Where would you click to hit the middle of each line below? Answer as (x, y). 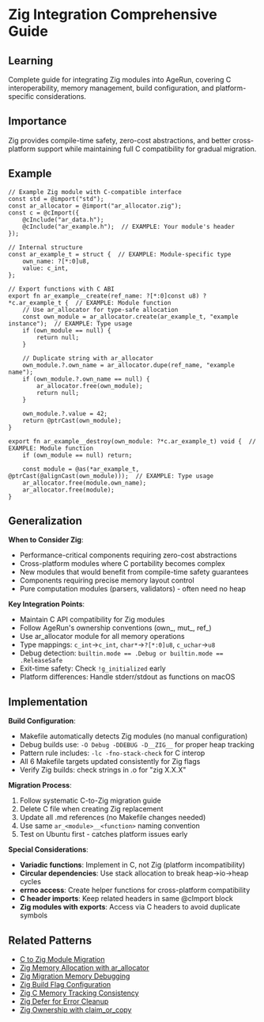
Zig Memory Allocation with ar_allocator (84, 968)
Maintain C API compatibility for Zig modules (92, 620)
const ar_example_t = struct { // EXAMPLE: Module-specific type (120, 254)
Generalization (45, 521)
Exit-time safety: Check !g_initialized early (92, 669)
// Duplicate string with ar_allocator (88, 358)
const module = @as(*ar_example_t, (81, 469)
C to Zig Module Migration (62, 959)
